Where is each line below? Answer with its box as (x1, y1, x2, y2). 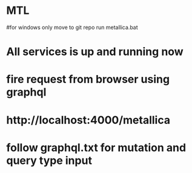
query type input (6, 154, 93, 167)
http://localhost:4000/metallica (6, 113, 171, 127)
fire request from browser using (6, 73, 170, 86)
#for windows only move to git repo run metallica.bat (6, 24, 138, 31)
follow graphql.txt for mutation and (6, 140, 187, 154)
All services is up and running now (6, 45, 184, 59)
